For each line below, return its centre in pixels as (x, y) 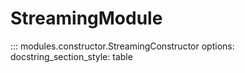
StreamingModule (86, 18)
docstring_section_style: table (71, 56)
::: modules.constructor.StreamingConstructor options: (122, 46)
